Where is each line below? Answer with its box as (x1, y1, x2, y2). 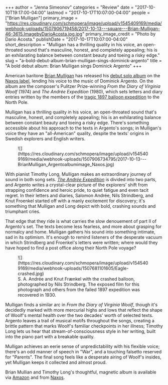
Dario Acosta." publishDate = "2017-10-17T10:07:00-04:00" (5, 36, 128, 42)
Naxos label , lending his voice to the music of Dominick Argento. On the (5, 78, 154, 84)
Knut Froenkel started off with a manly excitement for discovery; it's (5, 198, 145, 204)
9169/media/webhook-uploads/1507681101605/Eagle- (18, 266, 129, 271)
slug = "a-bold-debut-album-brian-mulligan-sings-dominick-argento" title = (5, 58, 162, 63)
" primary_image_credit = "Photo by (82, 31, 156, 37)
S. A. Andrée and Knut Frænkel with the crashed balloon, (18, 276, 135, 282)
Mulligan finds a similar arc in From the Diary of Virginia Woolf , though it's (5, 302, 158, 308)
